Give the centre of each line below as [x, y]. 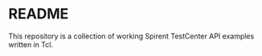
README [39, 14]
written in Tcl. [31, 44]
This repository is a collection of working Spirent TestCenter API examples [131, 36]
